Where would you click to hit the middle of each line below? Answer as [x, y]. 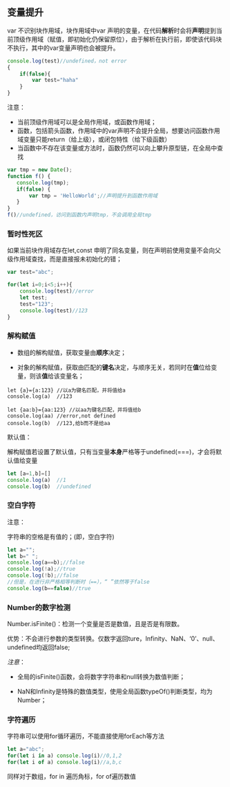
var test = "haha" [55, 80]
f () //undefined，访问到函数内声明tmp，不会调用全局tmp [79, 215]
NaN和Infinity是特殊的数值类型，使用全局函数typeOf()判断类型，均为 [115, 691]
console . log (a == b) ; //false [46, 563]
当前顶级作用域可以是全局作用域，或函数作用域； [87, 122]
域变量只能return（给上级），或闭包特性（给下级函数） [94, 139]
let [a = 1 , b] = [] [29, 474]
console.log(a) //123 [40, 396]
